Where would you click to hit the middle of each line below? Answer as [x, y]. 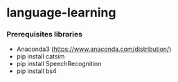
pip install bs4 [36, 71]
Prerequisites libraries [44, 34]
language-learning [61, 13]
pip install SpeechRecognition [59, 64]
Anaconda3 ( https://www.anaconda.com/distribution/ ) [94, 49]
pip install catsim [41, 57]
